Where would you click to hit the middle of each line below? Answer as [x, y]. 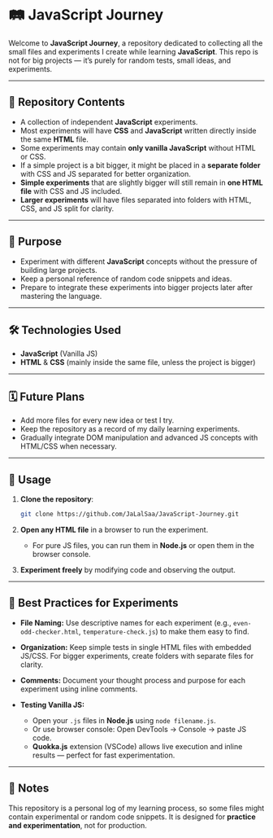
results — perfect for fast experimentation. [104, 755]
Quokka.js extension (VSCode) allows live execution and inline [137, 746]
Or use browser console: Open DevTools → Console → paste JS [139, 729]
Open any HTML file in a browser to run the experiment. [114, 529]
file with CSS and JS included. [71, 191]
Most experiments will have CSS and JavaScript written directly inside [138, 130]
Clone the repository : [57, 499]
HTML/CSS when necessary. [69, 446]
